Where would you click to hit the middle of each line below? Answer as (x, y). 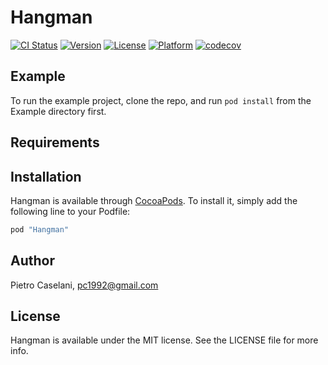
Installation (46, 176)
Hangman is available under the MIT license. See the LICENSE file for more (164, 340)
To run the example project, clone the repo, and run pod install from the (161, 100)
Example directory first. (58, 111)
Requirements (55, 142)
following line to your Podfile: (70, 211)
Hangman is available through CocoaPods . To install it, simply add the (154, 200)
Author (32, 261)
